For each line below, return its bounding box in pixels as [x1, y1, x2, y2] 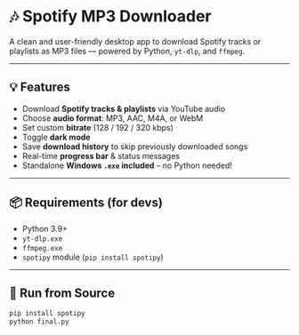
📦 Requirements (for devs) [9, 195, 163, 211]
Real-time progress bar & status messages [21, 150, 181, 161]
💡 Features [9, 80, 71, 95]
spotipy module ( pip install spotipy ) [21, 251, 165, 262]
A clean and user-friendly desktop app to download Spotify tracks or [9, 36, 262, 46]
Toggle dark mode [21, 132, 91, 142]
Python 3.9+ [21, 223, 69, 234]
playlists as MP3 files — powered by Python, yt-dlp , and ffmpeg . [9, 45, 246, 56]
